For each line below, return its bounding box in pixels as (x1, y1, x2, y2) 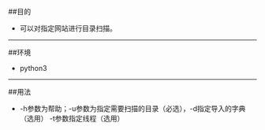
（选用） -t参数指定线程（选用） (19, 113, 125, 123)
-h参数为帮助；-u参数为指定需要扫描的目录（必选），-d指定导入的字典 (19, 104, 246, 113)
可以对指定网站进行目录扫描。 (19, 24, 117, 33)
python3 (19, 64, 47, 72)
